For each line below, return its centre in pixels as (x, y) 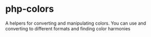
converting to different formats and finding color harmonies (68, 28)
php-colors (30, 9)
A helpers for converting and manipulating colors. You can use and (76, 23)
